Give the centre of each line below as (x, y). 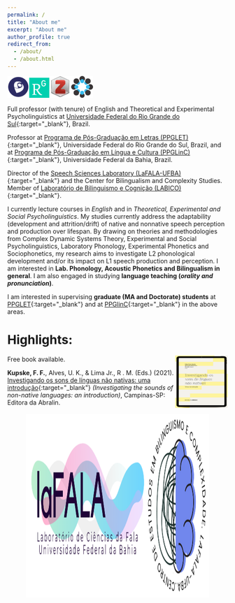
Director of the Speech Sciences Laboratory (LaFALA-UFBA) (94, 173)
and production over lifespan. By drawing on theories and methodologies (113, 231)
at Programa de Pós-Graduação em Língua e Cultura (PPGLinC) (99, 152)
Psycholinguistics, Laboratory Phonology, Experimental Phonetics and (108, 246)
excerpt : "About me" (37, 29)
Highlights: (40, 340)
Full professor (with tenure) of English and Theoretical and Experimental (111, 109)
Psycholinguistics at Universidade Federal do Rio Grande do (94, 116)
